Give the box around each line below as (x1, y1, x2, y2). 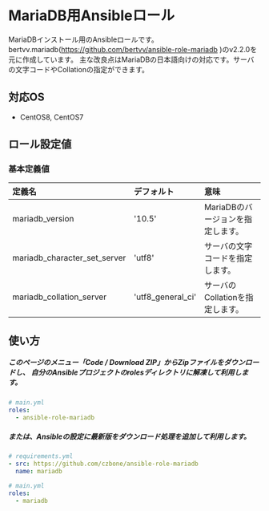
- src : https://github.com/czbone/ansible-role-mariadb (8, 460, 199, 468)
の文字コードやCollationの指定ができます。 (8, 64, 150, 74)
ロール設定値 (8, 137, 72, 152)
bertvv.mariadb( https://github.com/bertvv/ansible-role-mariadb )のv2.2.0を (8, 44, 258, 54)
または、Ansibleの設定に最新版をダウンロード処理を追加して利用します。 (8, 432, 251, 441)
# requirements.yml (8, 452, 74, 460)
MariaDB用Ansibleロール (8, 6, 175, 25)
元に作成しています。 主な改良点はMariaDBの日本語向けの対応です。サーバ (8, 55, 255, 64)
